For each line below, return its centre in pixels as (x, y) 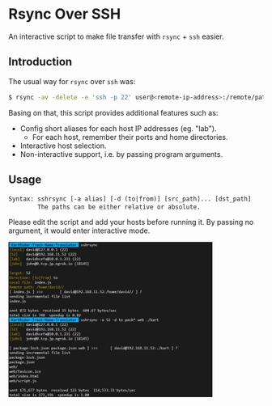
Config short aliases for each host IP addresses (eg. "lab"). (118, 128)
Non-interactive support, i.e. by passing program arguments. (121, 154)
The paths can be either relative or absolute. (119, 207)
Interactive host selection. (63, 146)
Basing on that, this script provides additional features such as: (113, 112)
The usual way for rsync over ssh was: (72, 81)
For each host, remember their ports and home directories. (130, 137)
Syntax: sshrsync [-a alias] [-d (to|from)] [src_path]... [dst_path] (130, 199)
